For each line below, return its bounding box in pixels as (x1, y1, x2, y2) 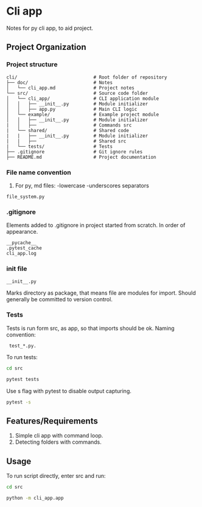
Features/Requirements (6, 416, 99, 426)
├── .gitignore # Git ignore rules (6, 149, 143, 155)
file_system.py (6, 194, 45, 200)
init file (6, 265, 27, 273)
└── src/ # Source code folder (6, 90, 148, 96)
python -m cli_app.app (6, 495, 64, 501)
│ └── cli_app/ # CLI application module (6, 96, 159, 102)
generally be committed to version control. (6, 295, 113, 302)
